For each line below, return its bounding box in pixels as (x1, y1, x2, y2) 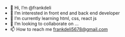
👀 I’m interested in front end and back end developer (10, 10, 120, 16)
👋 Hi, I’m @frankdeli (10, 5, 52, 10)
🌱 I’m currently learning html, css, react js (10, 15, 97, 21)
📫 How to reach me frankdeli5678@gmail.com (10, 26, 108, 32)
